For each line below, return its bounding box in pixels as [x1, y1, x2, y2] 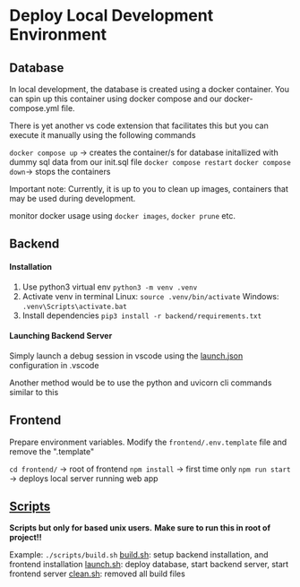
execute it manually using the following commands [9, 130, 196, 140]
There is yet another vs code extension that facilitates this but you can [9, 120, 269, 131]
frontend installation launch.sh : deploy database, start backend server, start [9, 559, 289, 570]
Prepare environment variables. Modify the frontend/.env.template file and [9, 436, 287, 447]
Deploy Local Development [9, 5, 214, 26]
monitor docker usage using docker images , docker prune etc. [9, 211, 236, 220]
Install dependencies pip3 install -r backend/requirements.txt [21, 310, 262, 321]
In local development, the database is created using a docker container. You [9, 84, 289, 94]
